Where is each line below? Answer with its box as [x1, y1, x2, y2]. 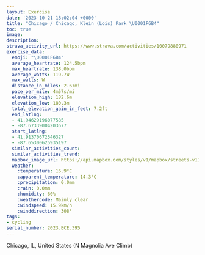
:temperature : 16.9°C [17, 168, 72, 174]
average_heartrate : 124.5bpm [12, 60, 86, 66]
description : [6, 37, 40, 43]
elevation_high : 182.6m [12, 94, 72, 100]
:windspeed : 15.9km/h [17, 202, 72, 209]
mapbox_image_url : [12, 157, 59, 163]
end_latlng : [12, 111, 43, 117]
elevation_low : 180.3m [12, 100, 70, 106]
